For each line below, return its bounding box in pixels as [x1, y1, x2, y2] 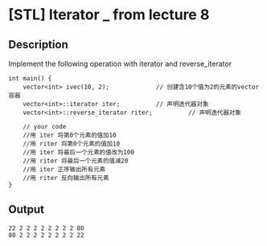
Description [8, 38, 68, 51]
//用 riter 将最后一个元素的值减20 [23, 157, 129, 165]
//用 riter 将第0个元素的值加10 [23, 140, 121, 148]
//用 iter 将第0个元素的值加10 [23, 131, 117, 139]
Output [8, 203, 44, 216]
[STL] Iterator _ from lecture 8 [8, 6, 210, 24]
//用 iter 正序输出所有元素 [23, 166, 106, 174]
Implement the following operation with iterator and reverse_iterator [8, 59, 232, 68]
